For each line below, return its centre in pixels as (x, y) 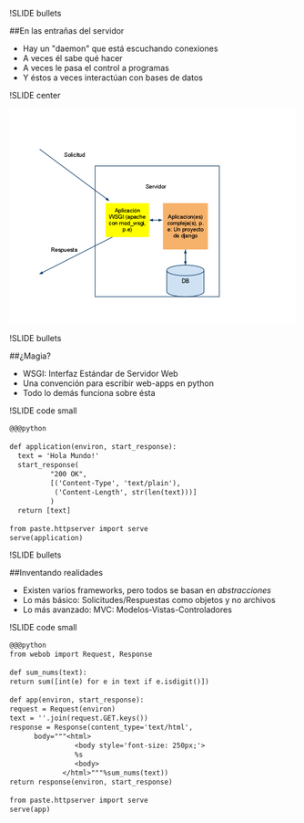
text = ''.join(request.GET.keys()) (79, 718)
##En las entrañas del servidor (67, 31)
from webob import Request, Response (81, 654)
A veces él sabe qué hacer (72, 58)
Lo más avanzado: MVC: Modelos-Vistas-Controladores (127, 609)
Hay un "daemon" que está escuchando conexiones (120, 48)
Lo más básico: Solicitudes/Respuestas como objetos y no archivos (149, 600)
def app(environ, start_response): (77, 700)
